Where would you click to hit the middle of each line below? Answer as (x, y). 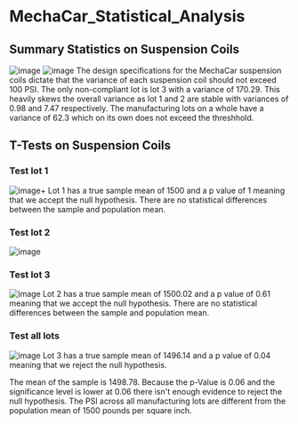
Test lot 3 (30, 275)
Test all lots (35, 336)
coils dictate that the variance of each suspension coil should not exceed (143, 80)
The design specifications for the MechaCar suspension (179, 70)
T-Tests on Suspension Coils (90, 145)
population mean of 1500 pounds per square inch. (101, 410)
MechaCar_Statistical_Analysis (127, 16)
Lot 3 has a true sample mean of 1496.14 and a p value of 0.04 (157, 355)
